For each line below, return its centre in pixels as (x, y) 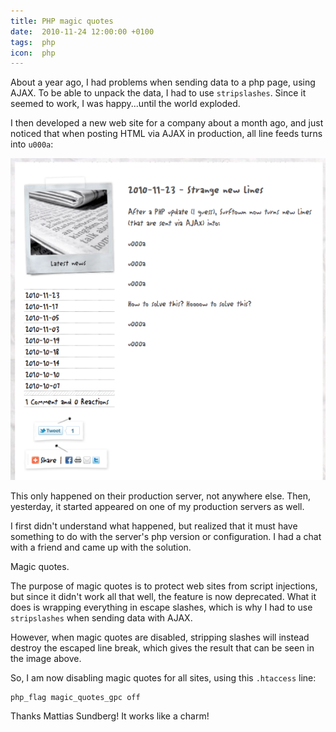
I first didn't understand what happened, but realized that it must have (154, 526)
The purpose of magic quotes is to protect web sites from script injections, (164, 586)
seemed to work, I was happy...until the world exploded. (125, 104)
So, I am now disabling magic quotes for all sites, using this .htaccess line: (163, 677)
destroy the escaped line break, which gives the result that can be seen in (162, 647)
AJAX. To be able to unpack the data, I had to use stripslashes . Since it (158, 93)
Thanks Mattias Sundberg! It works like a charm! (110, 716)
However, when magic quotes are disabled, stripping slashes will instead (160, 637)
